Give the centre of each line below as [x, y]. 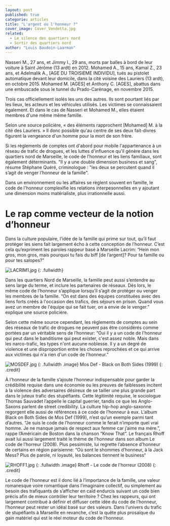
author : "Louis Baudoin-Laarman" [40, 48]
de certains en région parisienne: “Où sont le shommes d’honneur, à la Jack [84, 449]
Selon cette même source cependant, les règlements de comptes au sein [81, 322]
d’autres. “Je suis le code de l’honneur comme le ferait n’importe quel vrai [82, 422]
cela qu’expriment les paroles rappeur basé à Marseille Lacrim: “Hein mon [82, 249]
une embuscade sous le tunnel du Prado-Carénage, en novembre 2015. [80, 89]
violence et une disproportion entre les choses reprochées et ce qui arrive [82, 349]
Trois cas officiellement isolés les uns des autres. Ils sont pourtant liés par [82, 99]
